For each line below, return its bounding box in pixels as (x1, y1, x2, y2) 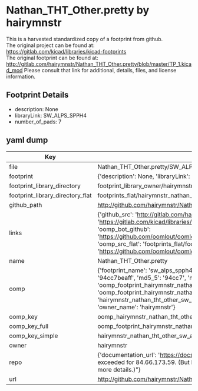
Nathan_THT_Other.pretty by (6, 4, 150, 17)
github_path (9, 200, 42, 209)
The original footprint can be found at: (6, 54, 98, 61)
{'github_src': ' (97, 210, 137, 218)
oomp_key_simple (9, 332, 58, 340)
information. (6, 73, 36, 80)
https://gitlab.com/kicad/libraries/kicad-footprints (6, 48, 127, 55)
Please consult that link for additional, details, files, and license (24, 66, 177, 73)
